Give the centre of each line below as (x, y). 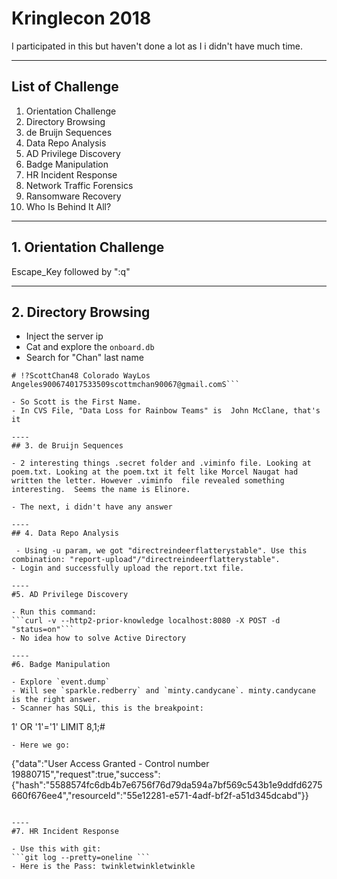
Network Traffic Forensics (79, 185)
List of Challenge (65, 87)
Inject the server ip (64, 336)
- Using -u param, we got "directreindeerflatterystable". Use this (161, 551)
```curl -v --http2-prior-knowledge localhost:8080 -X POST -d (146, 621)
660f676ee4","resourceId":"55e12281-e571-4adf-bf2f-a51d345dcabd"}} (160, 796)
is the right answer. (56, 700)
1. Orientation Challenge (88, 247)
